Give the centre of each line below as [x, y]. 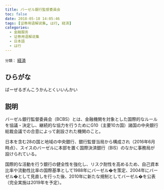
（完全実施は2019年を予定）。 [35, 183]
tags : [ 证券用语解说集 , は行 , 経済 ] [38, 23]
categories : [17, 28]
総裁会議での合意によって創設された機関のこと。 [54, 132]
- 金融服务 [19, 32]
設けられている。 [22, 154]
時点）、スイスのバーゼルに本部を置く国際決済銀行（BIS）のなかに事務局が [80, 148]
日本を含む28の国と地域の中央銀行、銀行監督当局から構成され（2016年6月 [80, 142]
